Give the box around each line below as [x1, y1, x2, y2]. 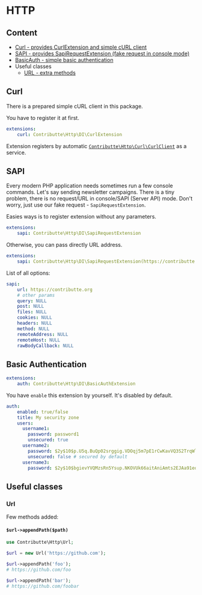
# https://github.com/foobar [6, 583, 79, 589]
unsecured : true [28, 437, 69, 443]
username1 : [22, 426, 50, 432]
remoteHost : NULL [17, 337, 61, 343]
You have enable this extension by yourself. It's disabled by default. [6, 391, 173, 399]
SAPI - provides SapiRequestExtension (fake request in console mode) [14, 50, 190, 57]
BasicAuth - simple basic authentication [14, 57, 114, 63]
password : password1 [28, 431, 79, 437]
